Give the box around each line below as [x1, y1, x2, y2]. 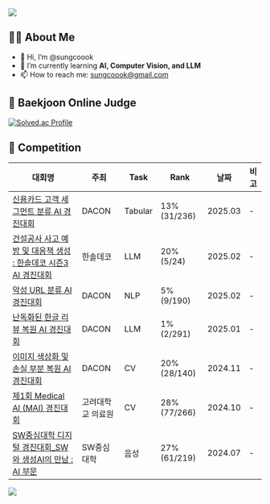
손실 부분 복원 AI [12, 363, 72, 374]
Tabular [124, 206, 153, 217]
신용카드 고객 [12, 194, 59, 205]
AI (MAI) [12, 402, 44, 414]
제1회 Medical [12, 390, 65, 402]
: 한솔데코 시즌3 [12, 257, 69, 269]
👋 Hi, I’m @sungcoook [19, 52, 94, 61]
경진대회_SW [22, 442, 69, 453]
